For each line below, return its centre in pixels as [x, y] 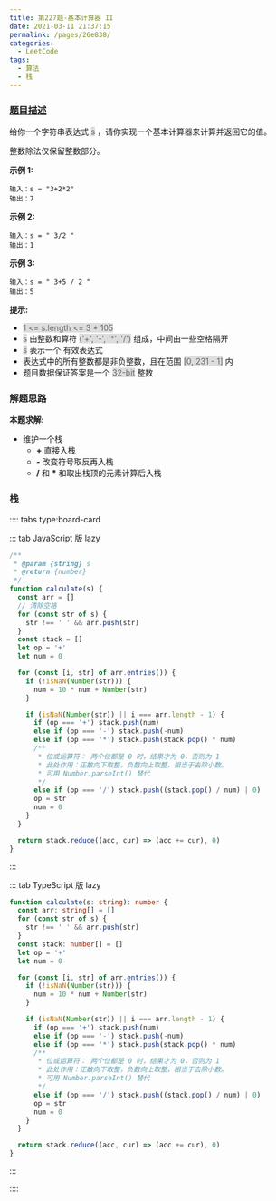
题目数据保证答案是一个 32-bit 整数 [88, 373]
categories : [32, 43]
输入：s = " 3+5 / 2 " [50, 282]
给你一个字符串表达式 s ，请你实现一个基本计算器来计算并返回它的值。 [141, 132]
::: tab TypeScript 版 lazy [55, 884]
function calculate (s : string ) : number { [89, 902]
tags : [19, 60]
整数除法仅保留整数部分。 [57, 151]
